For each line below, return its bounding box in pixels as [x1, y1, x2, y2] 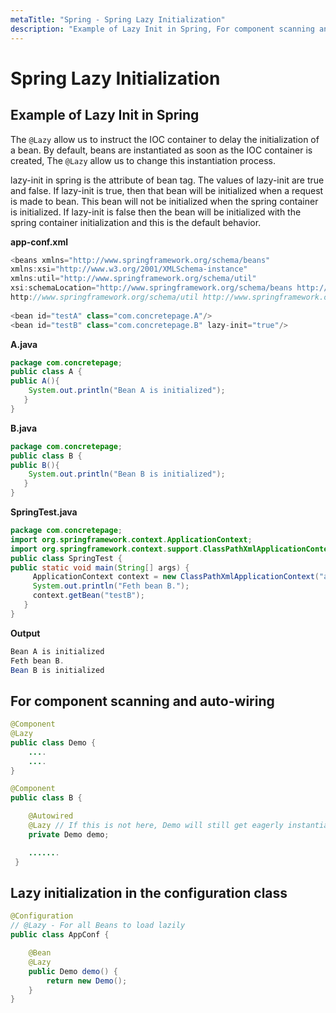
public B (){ [10, 460, 60, 470]
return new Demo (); [46, 976, 128, 986]
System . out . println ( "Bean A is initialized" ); [28, 386, 226, 396]
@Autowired [28, 811, 74, 821]
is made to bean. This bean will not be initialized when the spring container [10, 195, 319, 207]
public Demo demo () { [28, 966, 118, 976]
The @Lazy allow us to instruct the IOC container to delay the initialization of [10, 133, 320, 145]
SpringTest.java [10, 506, 78, 518]
